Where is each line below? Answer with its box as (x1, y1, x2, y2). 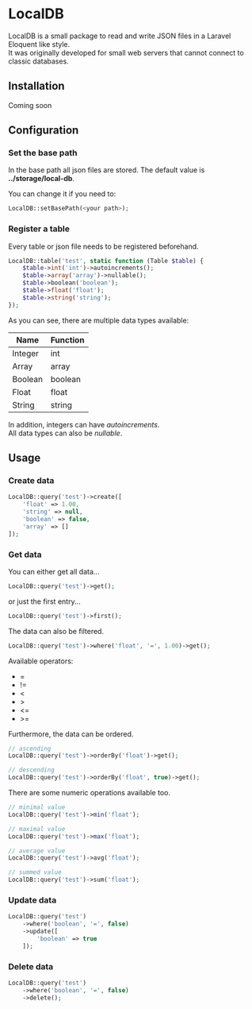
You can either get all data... (8, 566, 100, 576)
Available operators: (8, 656, 74, 666)
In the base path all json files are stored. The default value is (8, 165, 205, 175)
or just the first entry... (8, 597, 81, 606)
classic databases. (8, 56, 69, 66)
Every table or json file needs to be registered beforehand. (8, 242, 200, 251)
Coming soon (8, 100, 52, 110)
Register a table (8, 223, 70, 234)
